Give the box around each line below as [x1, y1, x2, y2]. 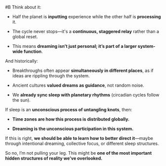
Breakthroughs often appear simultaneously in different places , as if [12, 67, 154, 73]
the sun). [12, 97, 31, 103]
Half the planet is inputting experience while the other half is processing [12, 14, 161, 19]
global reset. [12, 34, 38, 39]
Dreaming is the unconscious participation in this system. [12, 126, 134, 132]
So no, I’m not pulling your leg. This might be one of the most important [5, 150, 152, 156]
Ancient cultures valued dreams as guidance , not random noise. [12, 82, 144, 88]
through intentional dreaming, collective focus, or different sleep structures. [5, 140, 159, 146]
